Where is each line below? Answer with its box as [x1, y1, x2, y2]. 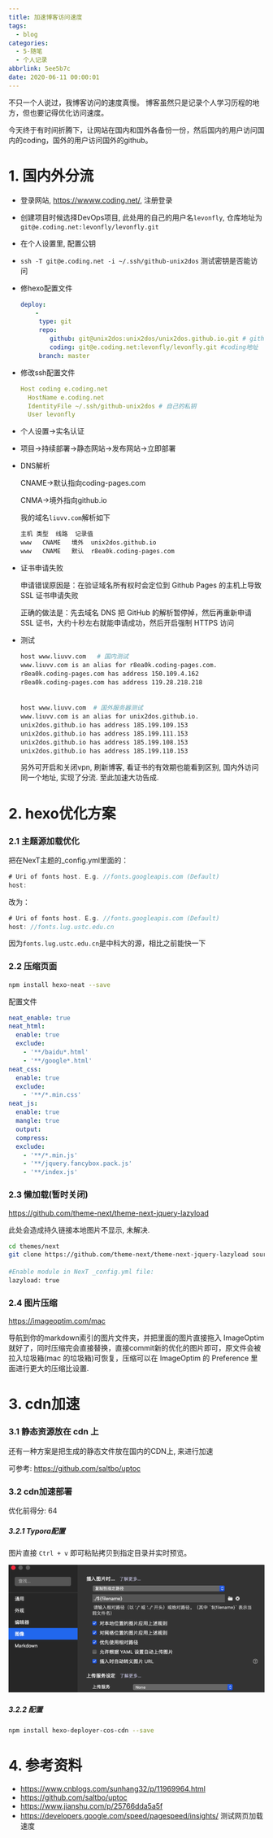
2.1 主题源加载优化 [8, 835, 80, 846]
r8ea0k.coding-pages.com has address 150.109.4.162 [19, 670, 199, 678]
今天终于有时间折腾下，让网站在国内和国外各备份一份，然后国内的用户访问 [8, 124, 258, 134]
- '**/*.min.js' [23, 1151, 79, 1159]
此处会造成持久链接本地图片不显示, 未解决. [8, 1225, 150, 1234]
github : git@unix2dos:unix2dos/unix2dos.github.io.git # [50, 334, 246, 343]
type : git [38, 317, 72, 325]
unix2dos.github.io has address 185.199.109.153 [19, 721, 188, 729]
